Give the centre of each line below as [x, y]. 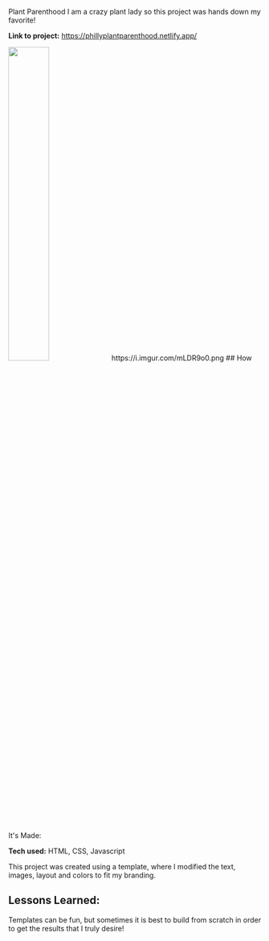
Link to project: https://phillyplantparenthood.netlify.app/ [103, 36]
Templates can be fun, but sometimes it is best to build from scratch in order [135, 919]
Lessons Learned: [54, 900]
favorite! [22, 20]
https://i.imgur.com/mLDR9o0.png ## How [182, 358]
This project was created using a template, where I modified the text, [122, 867]
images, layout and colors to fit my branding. [82, 875]
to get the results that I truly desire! [66, 928]
